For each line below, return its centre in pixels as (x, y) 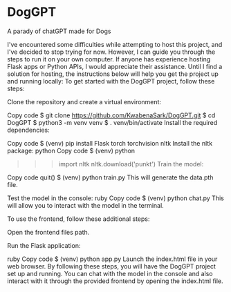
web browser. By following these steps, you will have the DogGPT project (112, 266)
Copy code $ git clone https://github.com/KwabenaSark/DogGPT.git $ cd (111, 115)
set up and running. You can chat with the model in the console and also (110, 273)
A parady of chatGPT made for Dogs (59, 31)
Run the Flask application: (44, 245)
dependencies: (28, 130)
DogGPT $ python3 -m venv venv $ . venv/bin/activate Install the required (112, 122)
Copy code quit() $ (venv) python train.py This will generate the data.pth (110, 177)
